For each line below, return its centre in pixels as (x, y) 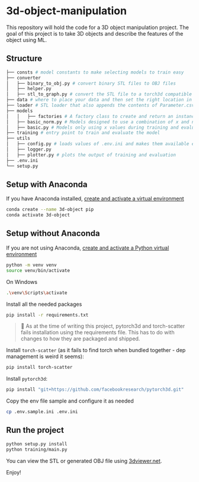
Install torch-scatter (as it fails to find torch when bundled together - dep (96, 350)
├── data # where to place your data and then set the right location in (99, 100)
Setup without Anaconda (53, 233)
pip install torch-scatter (39, 368)
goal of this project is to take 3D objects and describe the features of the (95, 33)
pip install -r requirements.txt (47, 315)
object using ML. (27, 40)
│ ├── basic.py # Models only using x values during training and (92, 127)
